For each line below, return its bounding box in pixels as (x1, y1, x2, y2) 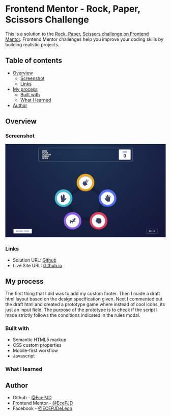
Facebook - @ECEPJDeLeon (12, 405, 73, 411)
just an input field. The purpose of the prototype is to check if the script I (5, 307, 158, 313)
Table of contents (5, 57, 62, 65)
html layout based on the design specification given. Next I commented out (5, 296, 163, 302)
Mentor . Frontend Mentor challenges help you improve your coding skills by (5, 36, 164, 42)
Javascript (12, 352, 35, 359)
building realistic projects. (5, 41, 60, 47)
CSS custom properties (12, 342, 62, 348)
